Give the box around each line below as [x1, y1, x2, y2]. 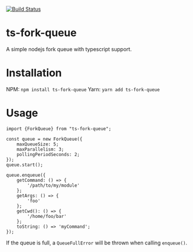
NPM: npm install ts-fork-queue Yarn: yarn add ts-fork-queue [6, 85, 160, 92]
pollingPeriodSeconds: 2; [16, 151, 80, 157]
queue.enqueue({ [6, 172, 46, 178]
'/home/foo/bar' [27, 213, 67, 219]
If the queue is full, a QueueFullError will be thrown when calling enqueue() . [6, 239, 188, 246]
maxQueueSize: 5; [16, 141, 59, 147]
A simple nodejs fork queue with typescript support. [6, 45, 132, 52]
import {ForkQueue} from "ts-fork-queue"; [6, 125, 111, 132]
